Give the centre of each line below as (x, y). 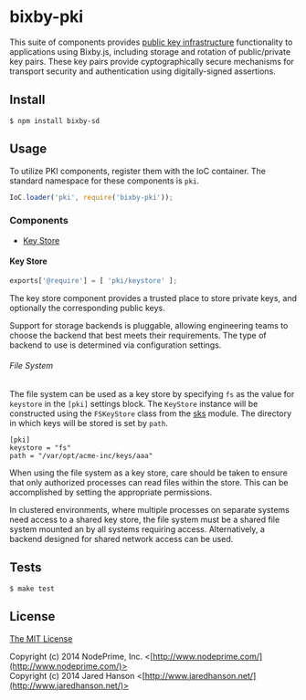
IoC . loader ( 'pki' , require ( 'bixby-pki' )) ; (91, 197)
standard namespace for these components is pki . (104, 181)
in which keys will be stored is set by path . (89, 423)
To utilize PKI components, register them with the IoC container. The (138, 171)
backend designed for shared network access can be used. (121, 539)
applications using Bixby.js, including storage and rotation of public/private (150, 51)
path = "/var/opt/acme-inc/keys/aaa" (81, 456)
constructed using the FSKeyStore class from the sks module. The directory (151, 413)
